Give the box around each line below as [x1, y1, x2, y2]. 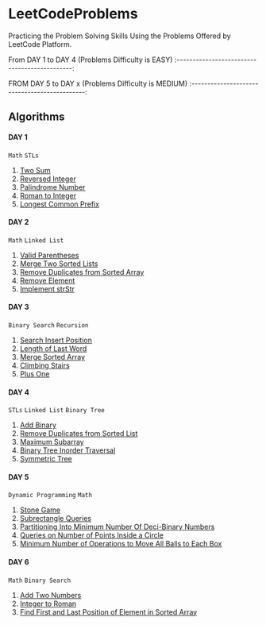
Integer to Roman [19, 599, 77, 608]
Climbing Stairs [19, 361, 70, 370]
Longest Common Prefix [19, 199, 100, 209]
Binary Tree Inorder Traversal [19, 446, 116, 455]
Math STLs [8, 152, 40, 160]
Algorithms [8, 110, 65, 124]
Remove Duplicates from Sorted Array [19, 267, 145, 276]
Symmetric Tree [19, 454, 73, 464]
